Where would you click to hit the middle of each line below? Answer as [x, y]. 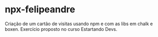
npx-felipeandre [40, 10]
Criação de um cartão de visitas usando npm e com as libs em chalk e [79, 24]
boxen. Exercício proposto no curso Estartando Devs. [61, 29]
